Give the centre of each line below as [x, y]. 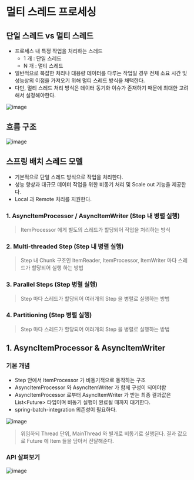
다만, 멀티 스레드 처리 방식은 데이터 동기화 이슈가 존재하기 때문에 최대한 [96, 88]
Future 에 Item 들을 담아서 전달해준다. [70, 440]
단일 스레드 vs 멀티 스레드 [50, 36]
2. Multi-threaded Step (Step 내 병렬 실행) [65, 246]
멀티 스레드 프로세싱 [51, 12]
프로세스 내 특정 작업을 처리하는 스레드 [58, 51]
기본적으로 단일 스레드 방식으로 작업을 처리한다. [69, 177]
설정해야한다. [41, 95]
